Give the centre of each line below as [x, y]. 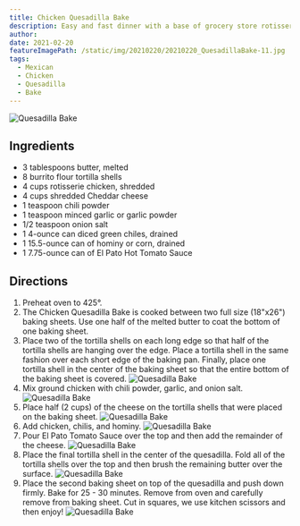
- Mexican [35, 68]
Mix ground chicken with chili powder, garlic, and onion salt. [133, 388]
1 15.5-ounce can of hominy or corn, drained [104, 243]
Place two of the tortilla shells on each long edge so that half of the [146, 341]
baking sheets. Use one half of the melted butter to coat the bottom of [151, 322]
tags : [19, 59]
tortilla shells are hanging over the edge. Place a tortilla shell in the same [155, 351]
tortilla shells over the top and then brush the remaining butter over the [152, 464]
